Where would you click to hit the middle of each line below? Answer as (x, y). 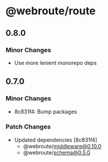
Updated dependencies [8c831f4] (56, 140)
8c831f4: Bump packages (46, 111)
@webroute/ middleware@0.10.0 (62, 146)
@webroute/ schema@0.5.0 (57, 152)
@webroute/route (51, 11)
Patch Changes (28, 127)
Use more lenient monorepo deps (55, 63)
